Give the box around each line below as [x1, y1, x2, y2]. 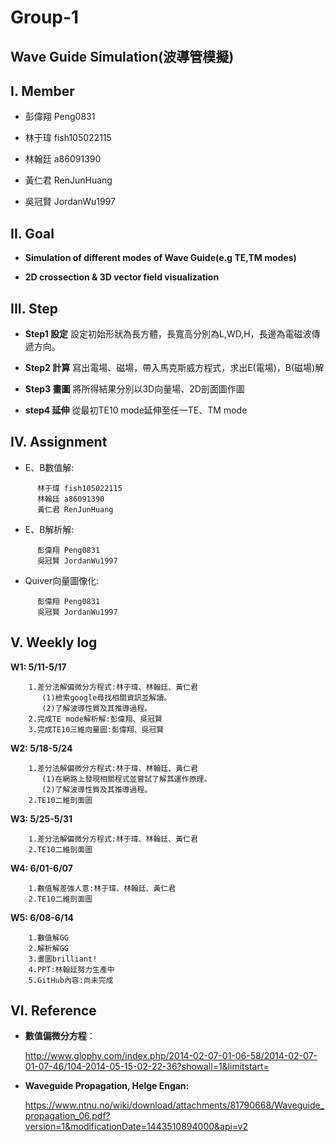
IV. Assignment [10, 434, 108, 451]
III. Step [10, 300, 59, 317]
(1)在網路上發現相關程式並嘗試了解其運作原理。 [41, 774, 212, 784]
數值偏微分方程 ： [24, 1030, 96, 1042]
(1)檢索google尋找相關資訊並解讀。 [41, 692, 172, 703]
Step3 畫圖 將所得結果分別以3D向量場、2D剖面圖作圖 [24, 383, 245, 395]
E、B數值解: [24, 461, 75, 473]
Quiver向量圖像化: [24, 574, 100, 586]
